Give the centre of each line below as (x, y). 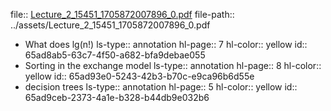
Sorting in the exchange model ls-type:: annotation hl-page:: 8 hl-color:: (173, 65)
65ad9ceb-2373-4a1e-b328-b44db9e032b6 (117, 97)
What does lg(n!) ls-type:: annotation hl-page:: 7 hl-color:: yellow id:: (166, 44)
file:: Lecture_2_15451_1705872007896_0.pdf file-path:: (122, 14)
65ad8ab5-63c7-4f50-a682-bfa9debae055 (115, 55)
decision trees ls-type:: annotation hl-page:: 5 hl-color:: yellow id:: (161, 87)
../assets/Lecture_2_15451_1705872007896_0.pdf (110, 25)
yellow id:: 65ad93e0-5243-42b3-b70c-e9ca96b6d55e (139, 76)
